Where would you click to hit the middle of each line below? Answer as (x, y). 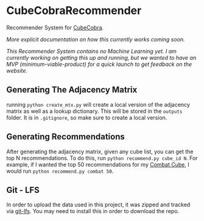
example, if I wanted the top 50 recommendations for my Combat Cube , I (98, 164)
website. (17, 70)
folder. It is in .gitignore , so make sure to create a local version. (87, 117)
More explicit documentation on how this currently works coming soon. (96, 39)
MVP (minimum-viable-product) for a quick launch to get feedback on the (99, 64)
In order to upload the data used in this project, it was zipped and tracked (98, 205)
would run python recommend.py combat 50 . (60, 171)
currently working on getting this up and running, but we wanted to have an (101, 57)
